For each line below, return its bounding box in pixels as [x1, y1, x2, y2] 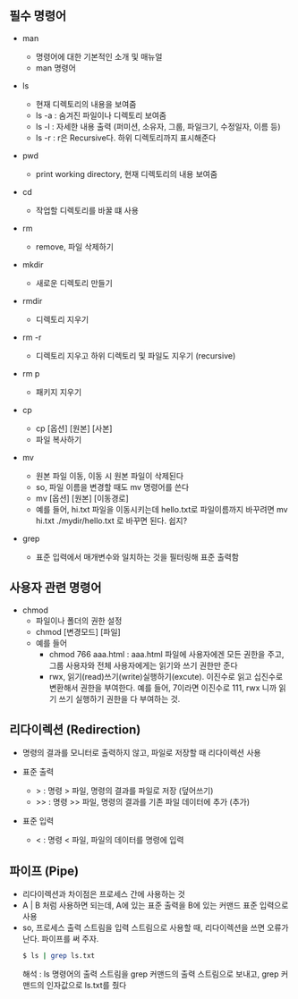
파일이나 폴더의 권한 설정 [35, 615, 123, 626]
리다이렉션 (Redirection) [9, 723, 141, 738]
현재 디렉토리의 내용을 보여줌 [35, 98, 137, 109]
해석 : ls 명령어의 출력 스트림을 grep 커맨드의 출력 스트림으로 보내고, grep [21, 969, 279, 979]
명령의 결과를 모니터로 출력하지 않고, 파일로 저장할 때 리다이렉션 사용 [21, 748, 261, 758]
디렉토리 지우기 [35, 314, 89, 325]
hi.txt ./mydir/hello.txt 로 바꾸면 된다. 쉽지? [35, 515, 188, 526]
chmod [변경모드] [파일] [35, 626, 121, 637]
